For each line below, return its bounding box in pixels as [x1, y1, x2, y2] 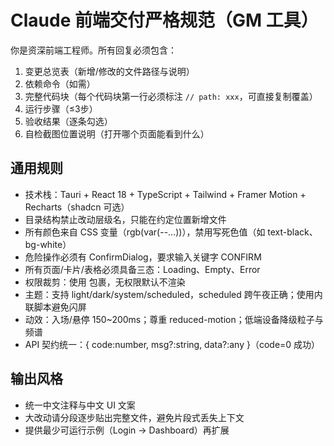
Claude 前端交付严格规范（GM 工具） [10, 9, 319, 32]
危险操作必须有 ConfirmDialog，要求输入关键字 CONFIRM [24, 251, 262, 263]
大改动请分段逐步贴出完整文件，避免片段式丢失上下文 [24, 411, 245, 423]
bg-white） [24, 238, 72, 250]
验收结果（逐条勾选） [24, 115, 113, 127]
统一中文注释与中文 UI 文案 [24, 399, 136, 411]
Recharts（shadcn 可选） [24, 201, 130, 213]
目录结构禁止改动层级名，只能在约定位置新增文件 [24, 213, 227, 225]
